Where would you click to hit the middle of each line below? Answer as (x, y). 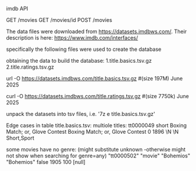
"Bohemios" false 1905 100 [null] (46, 162)
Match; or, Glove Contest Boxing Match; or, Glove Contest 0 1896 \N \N (92, 132)
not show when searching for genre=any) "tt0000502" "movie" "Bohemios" (98, 156)
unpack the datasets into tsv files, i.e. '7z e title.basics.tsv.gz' (81, 114)
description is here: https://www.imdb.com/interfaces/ (72, 38)
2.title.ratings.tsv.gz (30, 67)
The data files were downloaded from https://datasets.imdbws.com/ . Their (97, 31)
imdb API (17, 9)
